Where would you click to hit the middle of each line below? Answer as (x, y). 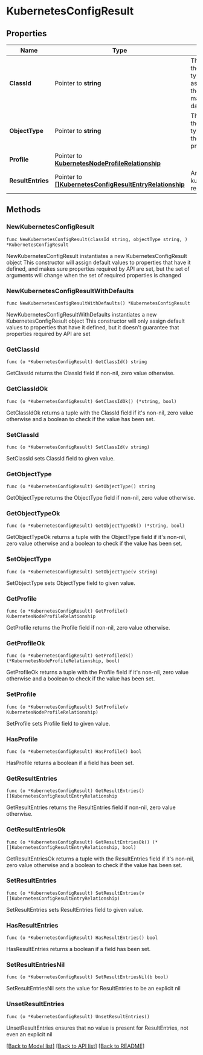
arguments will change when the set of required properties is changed (94, 275)
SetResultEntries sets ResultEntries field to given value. (75, 909)
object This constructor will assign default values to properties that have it (98, 262)
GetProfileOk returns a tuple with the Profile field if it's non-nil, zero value (98, 673)
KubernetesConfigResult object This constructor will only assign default (96, 321)
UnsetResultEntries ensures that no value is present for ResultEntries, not (97, 1028)
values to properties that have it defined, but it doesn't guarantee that (93, 327)
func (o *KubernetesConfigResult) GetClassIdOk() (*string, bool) (92, 401)
